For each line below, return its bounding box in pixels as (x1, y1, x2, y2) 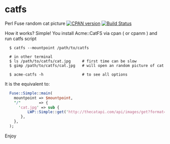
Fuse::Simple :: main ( (9, 90, 53, 96)
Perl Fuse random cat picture (5, 20, 65, 26)
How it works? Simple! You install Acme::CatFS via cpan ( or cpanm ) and (5, 30, 158, 36)
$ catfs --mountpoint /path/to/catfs (9, 45, 89, 50)
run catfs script (5, 35, 37, 42)
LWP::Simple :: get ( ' (27, 110, 69, 115)
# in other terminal (9, 54, 53, 59)
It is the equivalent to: (5, 81, 50, 87)
